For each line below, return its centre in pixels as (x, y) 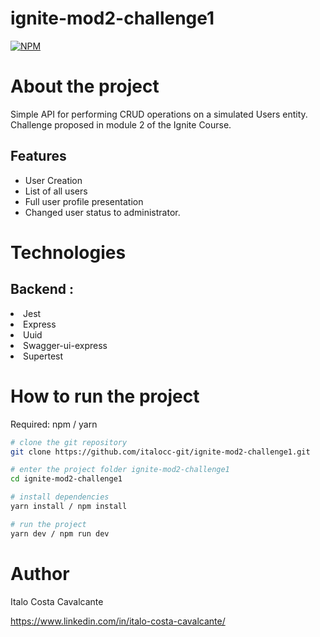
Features (38, 156)
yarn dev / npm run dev (60, 533)
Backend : (42, 289)
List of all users (56, 191)
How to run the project (105, 396)
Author (40, 573)
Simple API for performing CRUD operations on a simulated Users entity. (159, 114)
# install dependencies (60, 497)
